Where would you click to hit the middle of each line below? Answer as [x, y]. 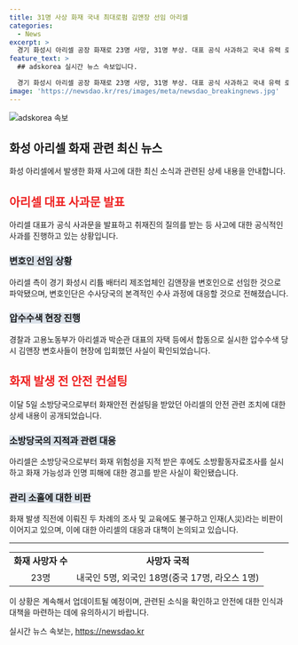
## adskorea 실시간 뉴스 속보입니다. [78, 67]
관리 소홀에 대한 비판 [50, 498]
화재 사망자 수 [41, 562]
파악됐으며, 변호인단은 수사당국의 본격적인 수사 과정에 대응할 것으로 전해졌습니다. [149, 293]
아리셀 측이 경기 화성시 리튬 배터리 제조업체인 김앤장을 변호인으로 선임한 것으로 [145, 282]
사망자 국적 [168, 562]
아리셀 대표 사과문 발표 [67, 202]
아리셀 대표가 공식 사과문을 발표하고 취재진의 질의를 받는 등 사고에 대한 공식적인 [146, 225]
